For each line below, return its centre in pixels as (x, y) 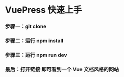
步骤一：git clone (26, 26)
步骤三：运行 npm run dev (36, 55)
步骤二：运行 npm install (34, 41)
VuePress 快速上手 (44, 10)
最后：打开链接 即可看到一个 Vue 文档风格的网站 (62, 69)
